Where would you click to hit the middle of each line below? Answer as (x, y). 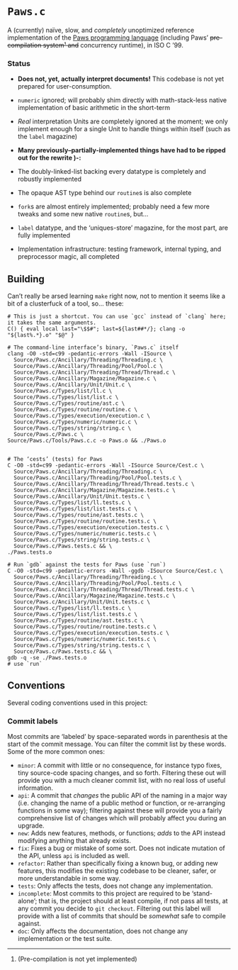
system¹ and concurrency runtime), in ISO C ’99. (113, 45)
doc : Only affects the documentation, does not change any (103, 931)
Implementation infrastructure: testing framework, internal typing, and (119, 249)
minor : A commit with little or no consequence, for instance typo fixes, (120, 765)
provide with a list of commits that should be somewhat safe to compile (122, 916)
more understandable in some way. (69, 879)
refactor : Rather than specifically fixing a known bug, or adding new (118, 864)
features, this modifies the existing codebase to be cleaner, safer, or (117, 871)
